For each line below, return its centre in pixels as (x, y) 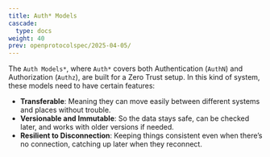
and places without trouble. (65, 110)
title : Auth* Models (43, 16)
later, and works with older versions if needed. (97, 127)
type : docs (34, 31)
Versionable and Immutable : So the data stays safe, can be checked (135, 118)
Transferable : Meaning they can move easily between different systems (140, 101)
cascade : (23, 23)
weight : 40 (27, 38)
